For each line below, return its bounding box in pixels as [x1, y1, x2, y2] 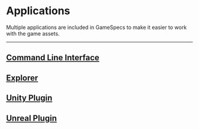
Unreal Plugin [6, 113, 57, 123]
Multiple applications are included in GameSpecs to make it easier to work [6, 24, 187, 31]
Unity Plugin [6, 93, 53, 103]
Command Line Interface [6, 53, 99, 63]
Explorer [6, 73, 38, 83]
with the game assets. [6, 30, 60, 37]
